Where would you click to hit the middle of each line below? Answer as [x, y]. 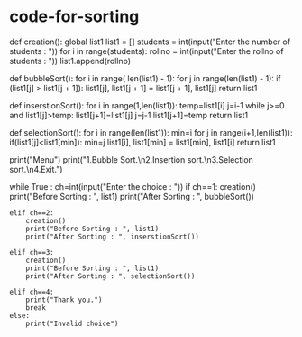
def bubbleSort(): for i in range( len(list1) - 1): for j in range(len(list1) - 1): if [145, 78]
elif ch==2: [32, 213]
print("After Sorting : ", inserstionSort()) [113, 237]
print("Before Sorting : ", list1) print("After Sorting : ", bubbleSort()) [132, 196]
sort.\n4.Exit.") [36, 169]
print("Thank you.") [64, 300]
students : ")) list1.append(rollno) [70, 61]
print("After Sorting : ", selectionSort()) [110, 276]
